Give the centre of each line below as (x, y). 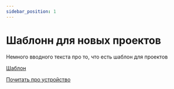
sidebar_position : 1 (31, 11)
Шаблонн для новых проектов (83, 40)
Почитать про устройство (38, 79)
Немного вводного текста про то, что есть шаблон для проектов (87, 57)
